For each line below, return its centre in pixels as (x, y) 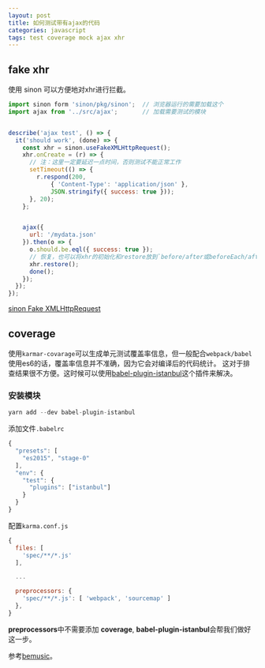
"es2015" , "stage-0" (56, 458)
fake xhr (29, 69)
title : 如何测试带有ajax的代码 (54, 23)
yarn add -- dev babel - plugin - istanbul (72, 413)
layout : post (30, 15)
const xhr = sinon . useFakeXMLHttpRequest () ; (97, 148)
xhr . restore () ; (54, 264)
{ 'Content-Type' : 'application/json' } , (119, 184)
